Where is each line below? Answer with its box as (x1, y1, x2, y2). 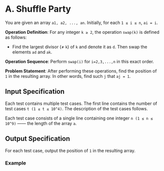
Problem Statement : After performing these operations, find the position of (5, 68, 157, 74)
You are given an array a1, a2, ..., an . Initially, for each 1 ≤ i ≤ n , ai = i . (5, 20, 158, 25)
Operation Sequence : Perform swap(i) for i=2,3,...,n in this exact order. (5, 58, 154, 64)
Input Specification (5, 87, 65, 96)
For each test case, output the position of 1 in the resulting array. (5, 147, 136, 153)
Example (5, 160, 26, 167)
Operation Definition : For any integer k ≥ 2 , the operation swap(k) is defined (5, 29, 160, 35)
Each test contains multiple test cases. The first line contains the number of (5, 100, 158, 106)
